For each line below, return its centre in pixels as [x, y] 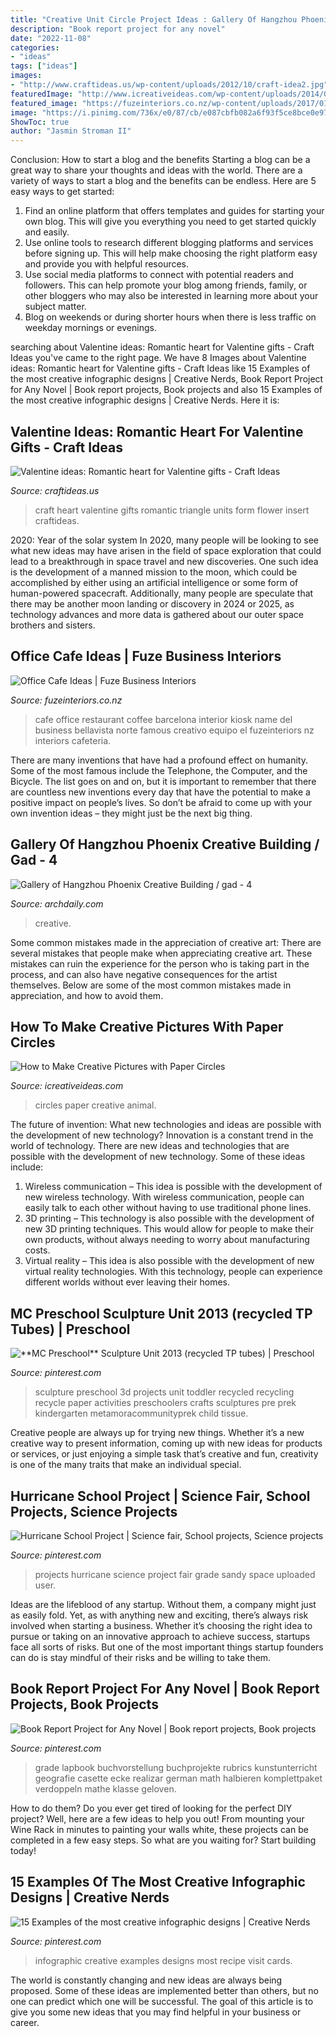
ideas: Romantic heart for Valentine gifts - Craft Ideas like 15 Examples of [160, 368]
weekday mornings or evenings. [90, 328]
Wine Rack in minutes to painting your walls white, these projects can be [159, 1829]
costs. [37, 1250]
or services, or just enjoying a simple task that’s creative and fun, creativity [164, 1454]
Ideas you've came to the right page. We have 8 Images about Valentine [158, 358]
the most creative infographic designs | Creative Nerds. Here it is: [145, 400]
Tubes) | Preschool [70, 1329]
